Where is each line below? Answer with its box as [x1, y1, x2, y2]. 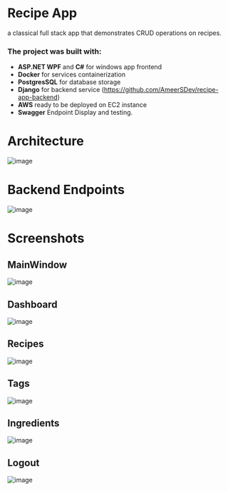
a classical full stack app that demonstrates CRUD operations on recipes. [7, 29, 222, 37]
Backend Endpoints [7, 182, 125, 198]
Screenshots [7, 231, 85, 247]
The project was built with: [7, 46, 102, 56]
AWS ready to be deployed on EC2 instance [17, 101, 147, 109]
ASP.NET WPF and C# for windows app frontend [17, 63, 162, 71]
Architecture [7, 133, 84, 149]
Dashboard [7, 298, 58, 310]
